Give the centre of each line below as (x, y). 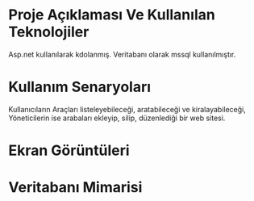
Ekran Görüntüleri (69, 151)
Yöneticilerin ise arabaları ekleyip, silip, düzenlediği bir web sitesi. (117, 118)
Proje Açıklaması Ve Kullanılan (112, 15)
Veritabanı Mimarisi (75, 188)
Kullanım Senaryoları (80, 87)
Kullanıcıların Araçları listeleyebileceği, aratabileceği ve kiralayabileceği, (127, 109)
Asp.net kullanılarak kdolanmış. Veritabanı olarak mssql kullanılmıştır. (122, 54)
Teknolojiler (49, 32)
